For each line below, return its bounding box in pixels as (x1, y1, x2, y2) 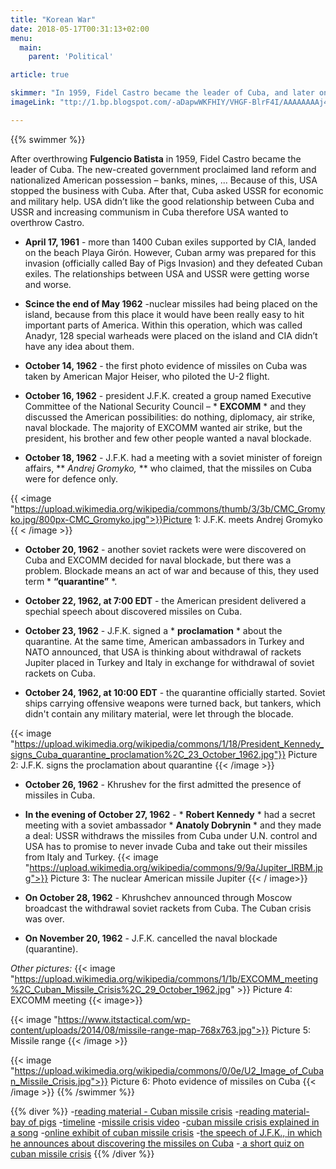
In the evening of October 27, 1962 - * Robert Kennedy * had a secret (24, 808, 316, 820)
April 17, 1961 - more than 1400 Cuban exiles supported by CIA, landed (24, 236, 317, 248)
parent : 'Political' (28, 52, 114, 62)
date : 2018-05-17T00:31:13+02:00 (10, 24, 150, 34)
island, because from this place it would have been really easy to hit (24, 308, 305, 320)
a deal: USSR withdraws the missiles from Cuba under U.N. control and (24, 829, 318, 841)
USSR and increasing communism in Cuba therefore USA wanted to (10, 206, 289, 218)
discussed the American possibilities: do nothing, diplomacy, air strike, (24, 411, 316, 423)
